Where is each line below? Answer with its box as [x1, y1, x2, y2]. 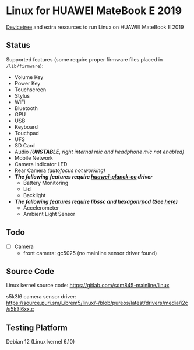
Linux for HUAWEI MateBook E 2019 [6, 4, 182, 18]
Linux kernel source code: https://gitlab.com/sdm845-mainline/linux [6, 282, 170, 289]
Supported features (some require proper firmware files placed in [6, 56, 163, 63]
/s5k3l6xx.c [6, 306, 34, 313]
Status [6, 40, 31, 50]
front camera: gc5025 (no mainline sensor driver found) [23, 249, 157, 256]
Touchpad [14, 129, 39, 136]
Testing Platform [6, 322, 68, 332]
